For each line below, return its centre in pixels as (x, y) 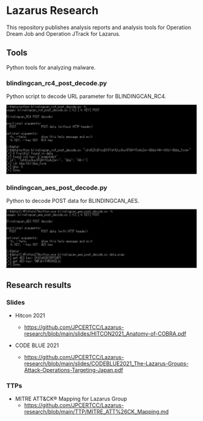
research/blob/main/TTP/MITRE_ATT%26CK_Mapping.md (96, 412)
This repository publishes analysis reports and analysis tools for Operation (99, 27)
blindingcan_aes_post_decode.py (57, 187)
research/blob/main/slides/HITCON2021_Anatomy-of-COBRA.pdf (105, 334)
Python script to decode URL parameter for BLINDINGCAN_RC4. (86, 96)
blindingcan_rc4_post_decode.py (57, 83)
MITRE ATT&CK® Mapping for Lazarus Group (71, 399)
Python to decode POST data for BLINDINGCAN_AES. (73, 201)
